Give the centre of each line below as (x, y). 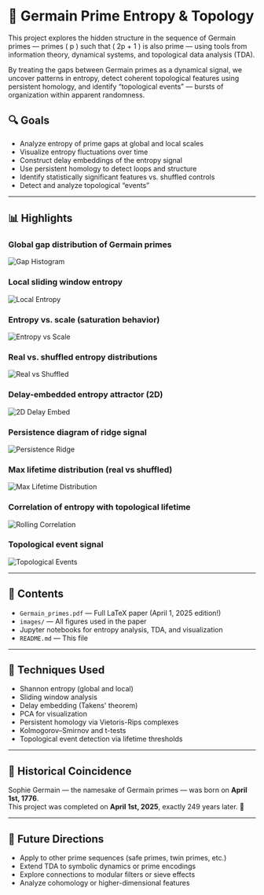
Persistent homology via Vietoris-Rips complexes (99, 722)
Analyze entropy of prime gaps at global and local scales (112, 143)
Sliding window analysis (59, 697)
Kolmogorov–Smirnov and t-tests (73, 731)
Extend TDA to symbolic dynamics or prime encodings (108, 866)
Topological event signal (56, 544)
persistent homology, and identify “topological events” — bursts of (116, 87)
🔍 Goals (29, 121)
